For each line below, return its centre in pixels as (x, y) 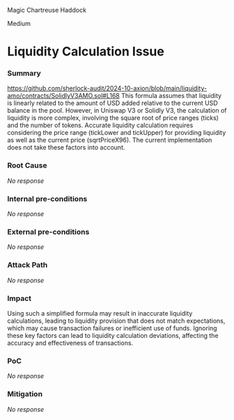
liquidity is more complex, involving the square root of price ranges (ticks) (113, 118)
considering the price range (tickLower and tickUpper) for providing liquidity (117, 133)
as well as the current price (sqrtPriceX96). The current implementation (110, 140)
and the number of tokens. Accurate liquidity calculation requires (100, 125)
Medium (19, 23)
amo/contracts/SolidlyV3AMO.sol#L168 (63, 96)
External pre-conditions (48, 232)
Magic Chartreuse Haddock (47, 10)
